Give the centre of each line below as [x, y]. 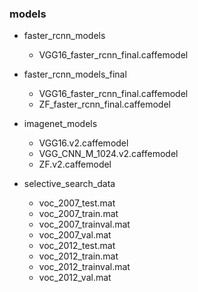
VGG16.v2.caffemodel [83, 143]
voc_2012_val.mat [75, 278]
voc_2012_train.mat [78, 256]
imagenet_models [60, 124]
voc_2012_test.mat [77, 246]
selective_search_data [69, 184]
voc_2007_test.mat [77, 203]
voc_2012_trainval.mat [84, 267]
